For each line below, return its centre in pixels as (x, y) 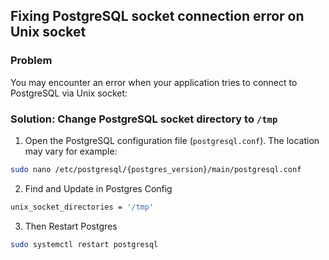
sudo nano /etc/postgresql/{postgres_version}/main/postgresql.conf (156, 169)
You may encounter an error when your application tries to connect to (154, 82)
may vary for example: (71, 151)
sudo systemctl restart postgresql (84, 244)
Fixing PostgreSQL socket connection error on (157, 16)
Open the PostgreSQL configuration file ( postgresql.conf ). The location (172, 140)
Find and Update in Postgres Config (98, 188)
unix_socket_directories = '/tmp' (82, 207)
